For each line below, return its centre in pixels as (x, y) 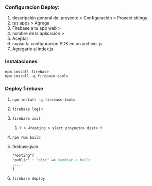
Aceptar (20, 38)
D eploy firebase (24, 89)
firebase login (27, 109)
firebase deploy (28, 179)
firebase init (26, 118)
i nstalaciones (21, 61)
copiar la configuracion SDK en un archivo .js (57, 44)
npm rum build (26, 137)
